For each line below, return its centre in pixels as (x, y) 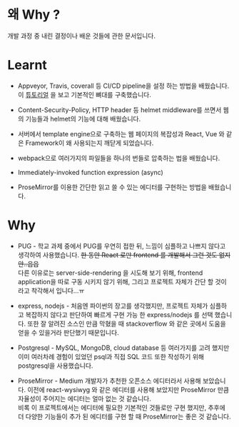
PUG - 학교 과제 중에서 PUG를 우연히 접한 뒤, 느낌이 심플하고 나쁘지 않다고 (122, 246)
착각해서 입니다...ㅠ (58, 291)
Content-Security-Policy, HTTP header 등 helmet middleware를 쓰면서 (119, 110)
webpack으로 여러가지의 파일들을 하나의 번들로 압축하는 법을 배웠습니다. (119, 158)
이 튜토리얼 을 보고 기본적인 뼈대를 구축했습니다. (84, 94)
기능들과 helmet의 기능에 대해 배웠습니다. (83, 119)
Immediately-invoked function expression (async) (91, 172)
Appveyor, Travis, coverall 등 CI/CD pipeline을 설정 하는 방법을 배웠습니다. (123, 86)
